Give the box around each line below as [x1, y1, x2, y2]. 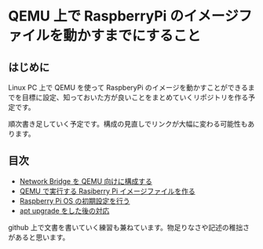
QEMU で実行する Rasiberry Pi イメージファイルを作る [19, 186, 195, 196]
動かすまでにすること [63, 27, 202, 45]
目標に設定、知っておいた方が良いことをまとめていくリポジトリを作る [21, 93, 249, 102]
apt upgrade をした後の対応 [19, 206, 110, 215]
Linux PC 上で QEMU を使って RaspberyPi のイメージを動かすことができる [8, 83, 249, 92]
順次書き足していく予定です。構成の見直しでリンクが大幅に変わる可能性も [8, 119, 248, 128]
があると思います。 [8, 233, 70, 242]
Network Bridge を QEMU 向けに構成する [19, 176, 153, 185]
